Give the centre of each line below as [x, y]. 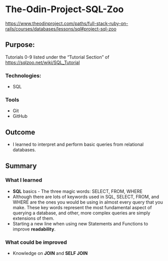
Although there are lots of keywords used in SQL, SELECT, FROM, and [86, 197]
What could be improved [36, 242]
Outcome [20, 132]
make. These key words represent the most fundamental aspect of [82, 207]
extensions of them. [33, 218]
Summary [21, 166]
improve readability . [34, 229]
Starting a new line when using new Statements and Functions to [80, 223]
